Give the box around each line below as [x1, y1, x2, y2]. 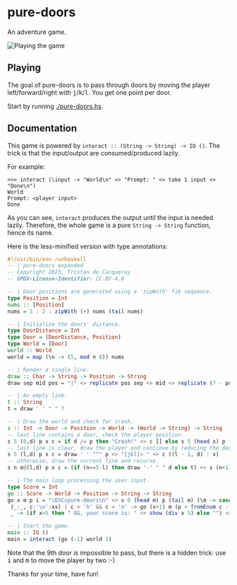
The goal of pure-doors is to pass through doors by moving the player [7, 81, 210, 89]
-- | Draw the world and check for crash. [7, 418, 134, 425]
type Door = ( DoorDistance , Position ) [7, 334, 121, 341]
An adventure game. [7, 28, 67, 36]
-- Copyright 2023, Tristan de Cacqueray [7, 269, 131, 276]
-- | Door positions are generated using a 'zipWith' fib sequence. [7, 288, 213, 296]
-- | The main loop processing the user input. [7, 477, 150, 485]
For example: [7, 162, 46, 170]
